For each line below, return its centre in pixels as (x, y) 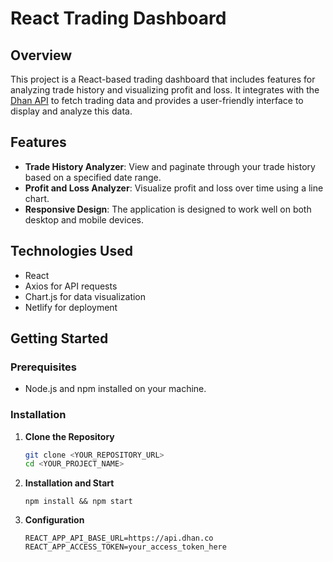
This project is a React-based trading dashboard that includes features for (163, 79)
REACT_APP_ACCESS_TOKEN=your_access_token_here (125, 547)
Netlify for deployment (71, 307)
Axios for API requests (71, 286)
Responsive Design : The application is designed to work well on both (168, 209)
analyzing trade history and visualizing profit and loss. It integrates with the (165, 90)
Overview (41, 55)
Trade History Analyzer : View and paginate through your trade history (170, 166)
